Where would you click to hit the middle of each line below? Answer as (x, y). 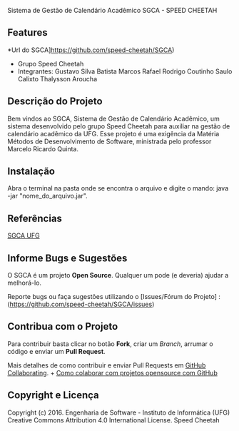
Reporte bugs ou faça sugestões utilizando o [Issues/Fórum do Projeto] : (114, 297)
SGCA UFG (24, 235)
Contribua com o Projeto (63, 326)
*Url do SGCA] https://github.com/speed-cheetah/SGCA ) (91, 50)
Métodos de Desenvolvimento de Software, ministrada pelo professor (110, 141)
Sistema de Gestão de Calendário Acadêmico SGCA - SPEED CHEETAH (112, 10)
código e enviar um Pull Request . (56, 351)
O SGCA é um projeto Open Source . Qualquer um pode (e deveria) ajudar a (118, 275)
